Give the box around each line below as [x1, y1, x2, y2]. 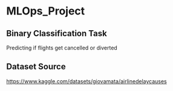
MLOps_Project [6, 4, 85, 18]
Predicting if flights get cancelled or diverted [6, 44, 118, 51]
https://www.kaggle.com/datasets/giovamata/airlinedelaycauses [6, 77, 168, 85]
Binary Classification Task [6, 28, 107, 39]
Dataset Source [6, 61, 66, 72]
